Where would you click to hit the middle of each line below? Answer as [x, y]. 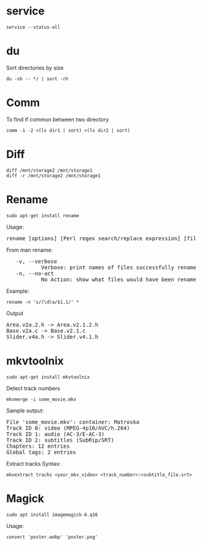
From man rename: [29, 250]
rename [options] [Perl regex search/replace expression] [93, 238]
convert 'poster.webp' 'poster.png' [52, 537]
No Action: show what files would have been [108, 279]
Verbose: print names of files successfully [108, 267]
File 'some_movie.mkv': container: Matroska [73, 422]
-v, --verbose [36, 261]
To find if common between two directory [58, 119]
